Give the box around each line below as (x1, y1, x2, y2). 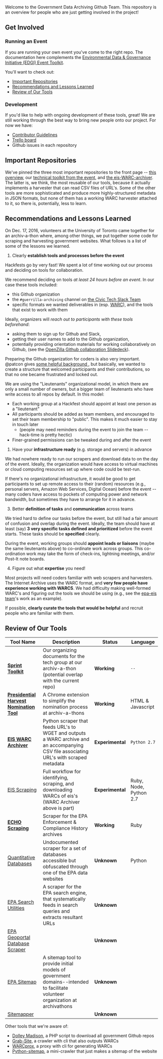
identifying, (43, 774, 69, 781)
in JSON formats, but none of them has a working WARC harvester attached (5, 195, 157, 201)
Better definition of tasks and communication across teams (12, 506, 133, 512)
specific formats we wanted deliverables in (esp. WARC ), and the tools (12, 301, 153, 307)
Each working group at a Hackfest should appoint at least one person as (12, 400, 157, 406)
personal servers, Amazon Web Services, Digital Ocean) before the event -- (5, 486, 157, 492)
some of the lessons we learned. (5, 243, 70, 249)
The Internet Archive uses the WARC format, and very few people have (5, 580, 148, 586)
